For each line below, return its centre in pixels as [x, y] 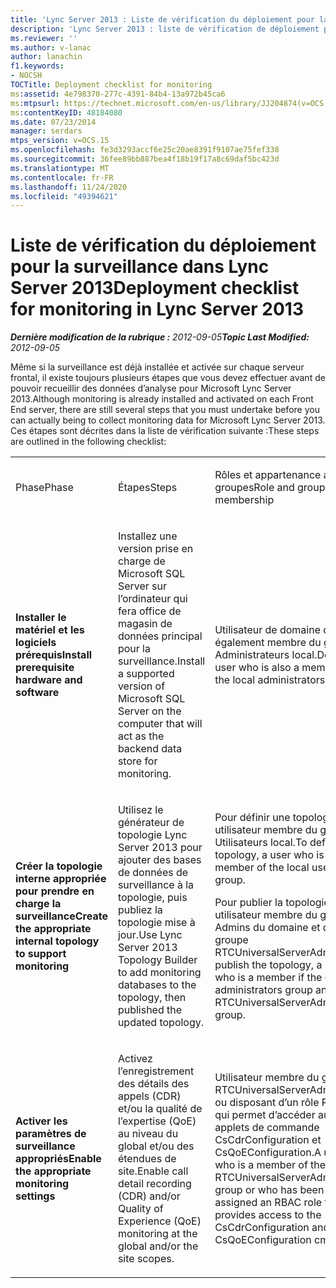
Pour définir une [252, 818]
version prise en [155, 549]
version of [141, 686]
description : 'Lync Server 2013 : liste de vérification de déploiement [165, 29]
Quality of [140, 1209]
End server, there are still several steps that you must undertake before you [165, 410]
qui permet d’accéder [265, 1115]
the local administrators [270, 680]
